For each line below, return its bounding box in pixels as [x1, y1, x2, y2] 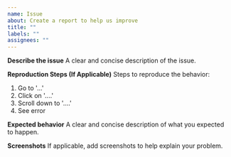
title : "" [7, 23, 37, 31]
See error [17, 107, 46, 115]
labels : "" [7, 30, 40, 38]
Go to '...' [17, 84, 44, 92]
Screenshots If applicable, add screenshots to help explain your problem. [7, 141, 223, 150]
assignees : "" [7, 37, 50, 44]
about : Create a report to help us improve [7, 17, 139, 24]
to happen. [7, 128, 39, 136]
